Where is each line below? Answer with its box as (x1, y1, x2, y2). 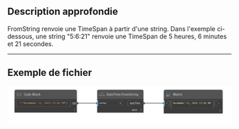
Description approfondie (7, 6, 119, 18)
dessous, (7, 32, 34, 40)
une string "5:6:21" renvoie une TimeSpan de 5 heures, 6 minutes (35, 32, 228, 40)
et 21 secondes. (7, 39, 54, 48)
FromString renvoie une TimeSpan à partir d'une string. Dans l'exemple (7, 24, 216, 33)
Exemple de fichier (7, 67, 92, 79)
